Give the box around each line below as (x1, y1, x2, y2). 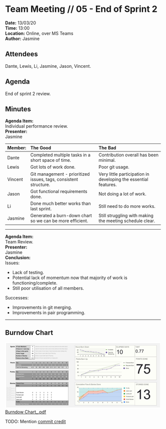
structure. (30, 182, 50, 188)
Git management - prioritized (30, 171, 90, 177)
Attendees (5, 50, 38, 58)
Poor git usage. (98, 164, 129, 170)
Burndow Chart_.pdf (5, 409, 46, 415)
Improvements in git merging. (12, 304, 73, 310)
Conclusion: (5, 254, 31, 260)
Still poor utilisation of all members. (12, 285, 84, 291)
